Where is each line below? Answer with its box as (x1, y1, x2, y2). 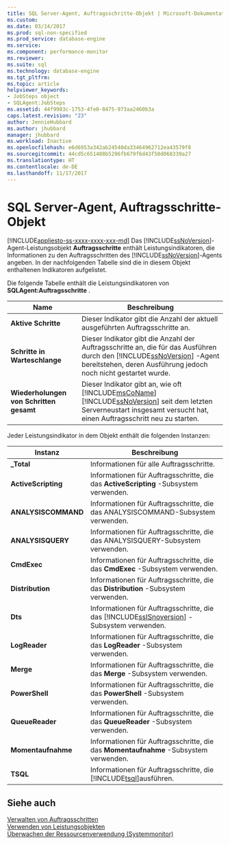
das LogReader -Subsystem (90, 640, 183, 650)
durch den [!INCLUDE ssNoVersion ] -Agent (81, 351, 220, 361)
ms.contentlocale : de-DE (7, 163, 78, 170)
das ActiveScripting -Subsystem (90, 479, 199, 488)
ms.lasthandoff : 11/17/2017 (7, 170, 88, 177)
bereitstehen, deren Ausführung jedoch (81, 360, 208, 370)
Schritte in (10, 347, 46, 357)
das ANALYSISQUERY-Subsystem (90, 536, 201, 545)
